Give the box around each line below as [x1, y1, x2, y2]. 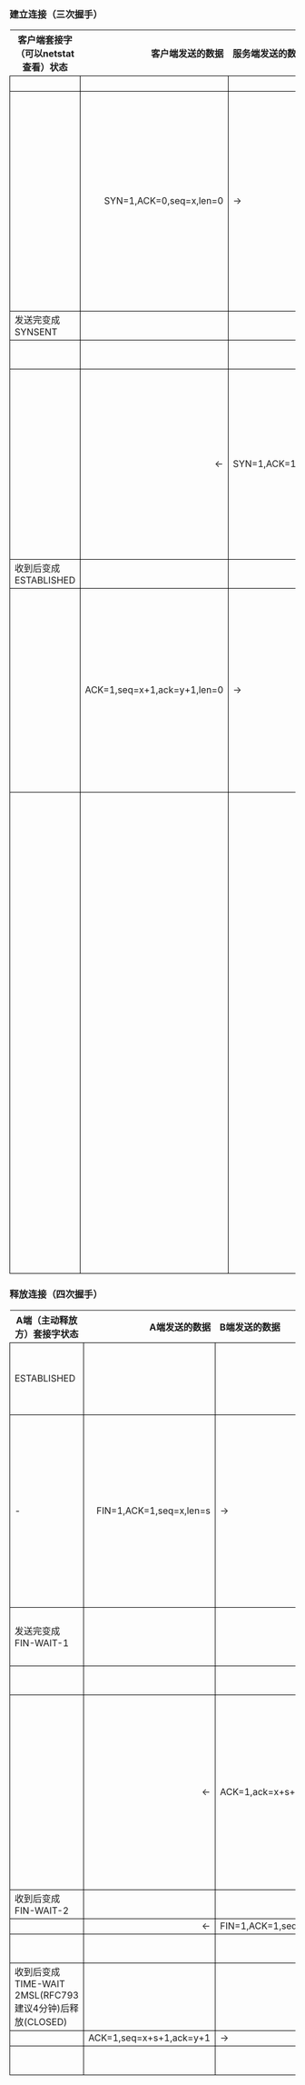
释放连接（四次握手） [9, 1288, 103, 1301]
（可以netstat [15, 47, 75, 60]
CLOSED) [26, 2015, 68, 2028]
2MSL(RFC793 [15, 1989, 79, 2001]
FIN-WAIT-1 [15, 1636, 70, 1649]
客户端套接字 [17, 34, 73, 46]
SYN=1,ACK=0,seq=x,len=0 [103, 195, 224, 207]
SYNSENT [15, 325, 58, 338]
